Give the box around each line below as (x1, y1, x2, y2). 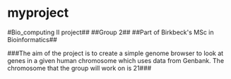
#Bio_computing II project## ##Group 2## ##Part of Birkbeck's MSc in (7, 28, 214, 36)
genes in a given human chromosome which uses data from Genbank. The (7, 56, 225, 64)
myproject (7, 5, 69, 21)
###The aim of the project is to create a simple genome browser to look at (7, 49, 224, 57)
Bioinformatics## (7, 35, 58, 43)
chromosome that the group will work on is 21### (7, 64, 152, 72)
